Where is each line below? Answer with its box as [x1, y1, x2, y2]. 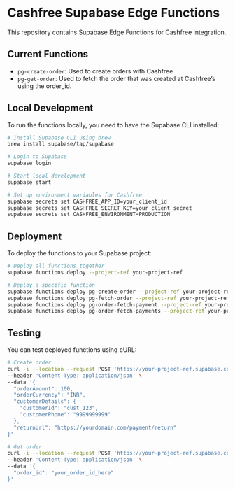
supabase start [7, 178, 52, 186]
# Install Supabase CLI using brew [7, 134, 111, 141]
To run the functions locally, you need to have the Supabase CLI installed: [7, 120, 220, 129]
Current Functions [7, 48, 89, 60]
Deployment [7, 230, 62, 242]
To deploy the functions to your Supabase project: [7, 249, 152, 257]
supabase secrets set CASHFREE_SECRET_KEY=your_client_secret [7, 204, 192, 211]
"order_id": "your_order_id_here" [13, 469, 114, 476]
